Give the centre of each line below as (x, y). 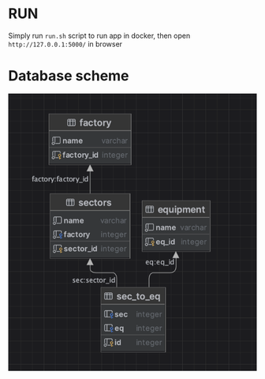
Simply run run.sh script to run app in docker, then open (99, 36)
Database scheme (69, 76)
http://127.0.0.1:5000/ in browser (65, 43)
